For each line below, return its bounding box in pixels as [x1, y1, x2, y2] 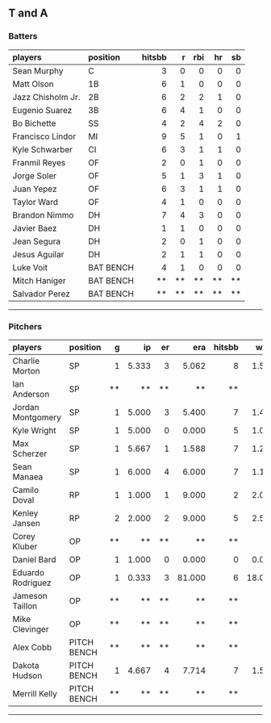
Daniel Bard [12, 554, 56, 565]
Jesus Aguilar [12, 249, 65, 260]
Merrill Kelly [12, 687, 58, 699]
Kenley [12, 508, 39, 519]
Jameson [12, 590, 48, 601]
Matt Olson [12, 78, 54, 90]
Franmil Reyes [12, 157, 66, 168]
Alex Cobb [12, 642, 52, 653]
